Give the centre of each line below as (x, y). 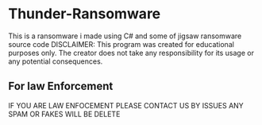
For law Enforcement (61, 86)
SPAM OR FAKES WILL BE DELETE (64, 114)
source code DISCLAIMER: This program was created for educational (121, 44)
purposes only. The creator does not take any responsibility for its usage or (131, 53)
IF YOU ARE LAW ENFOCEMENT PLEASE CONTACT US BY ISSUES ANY (126, 105)
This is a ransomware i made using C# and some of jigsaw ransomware (125, 36)
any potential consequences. (56, 61)
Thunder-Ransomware (85, 14)
